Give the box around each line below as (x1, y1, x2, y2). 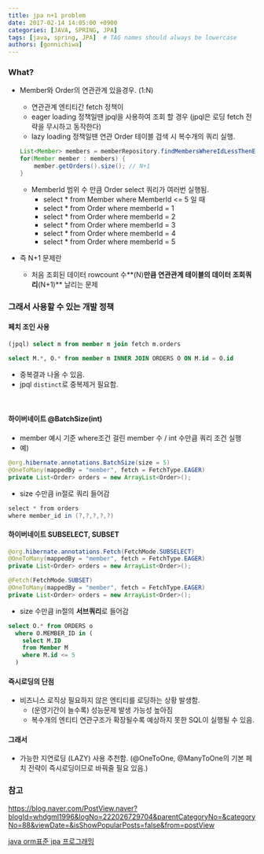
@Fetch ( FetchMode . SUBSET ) (8, 576, 93, 585)
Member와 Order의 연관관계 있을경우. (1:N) (19, 86, 154, 95)
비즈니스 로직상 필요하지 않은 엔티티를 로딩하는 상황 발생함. (19, 696, 200, 705)
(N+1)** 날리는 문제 (38, 279, 98, 289)
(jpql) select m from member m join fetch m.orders (8, 340, 181, 349)
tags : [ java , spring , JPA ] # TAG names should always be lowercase (8, 33, 237, 42)
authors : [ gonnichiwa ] (8, 41, 82, 49)
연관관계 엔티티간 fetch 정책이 (31, 102, 124, 112)
